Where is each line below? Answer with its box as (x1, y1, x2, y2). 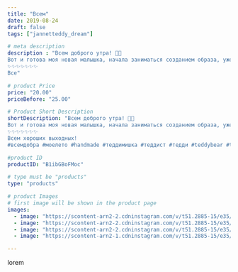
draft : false (7, 23, 46, 31)
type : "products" (7, 180, 59, 187)
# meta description (7, 43, 65, 50)
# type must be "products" (7, 173, 87, 181)
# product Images (7, 193, 59, 200)
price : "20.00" (7, 89, 52, 96)
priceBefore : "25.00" (7, 95, 72, 103)
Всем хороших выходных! (7, 134, 78, 142)
